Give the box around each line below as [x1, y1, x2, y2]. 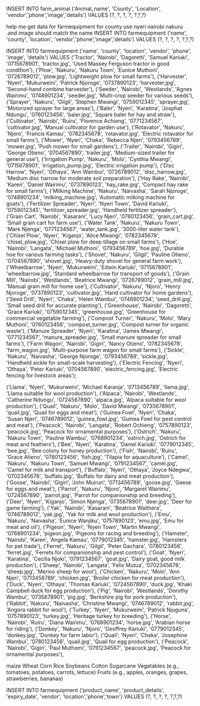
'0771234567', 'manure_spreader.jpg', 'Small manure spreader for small [6, 334, 181, 341]
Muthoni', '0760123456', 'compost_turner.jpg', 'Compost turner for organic [6, 321, 189, 328]
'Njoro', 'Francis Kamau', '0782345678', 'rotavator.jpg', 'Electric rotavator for [6, 130, 194, 137]
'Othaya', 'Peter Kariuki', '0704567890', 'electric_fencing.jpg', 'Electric [6, 365, 178, 372]
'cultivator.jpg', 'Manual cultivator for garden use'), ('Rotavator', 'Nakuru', [6, 124, 185, 131]
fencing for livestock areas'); [6, 372, 77, 379]
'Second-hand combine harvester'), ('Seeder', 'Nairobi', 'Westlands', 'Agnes [6, 86, 192, 92]
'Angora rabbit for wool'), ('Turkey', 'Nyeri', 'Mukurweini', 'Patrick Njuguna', [6, 606, 190, 613]
